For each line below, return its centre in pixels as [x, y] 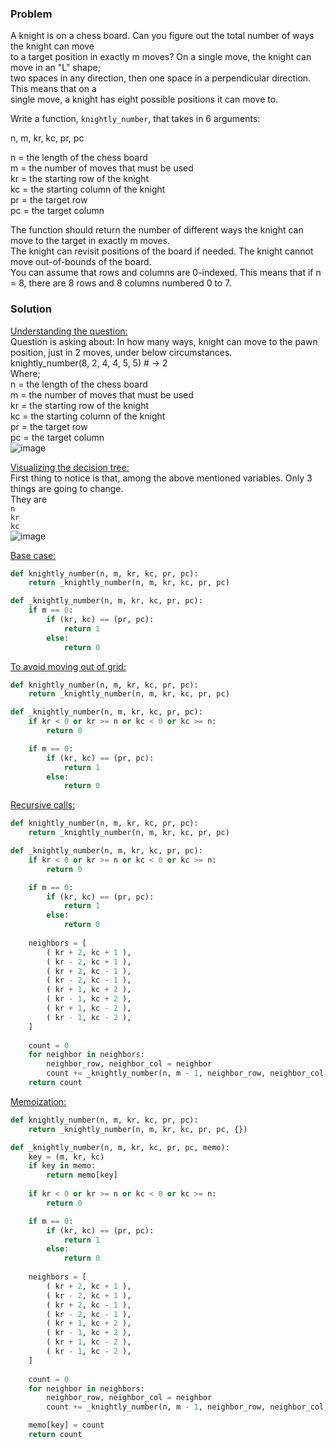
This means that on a [53, 89]
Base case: [33, 555]
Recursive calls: [43, 805]
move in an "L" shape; [55, 68]
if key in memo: [62, 1166]
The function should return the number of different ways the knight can [157, 230]
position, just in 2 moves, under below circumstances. [121, 352]
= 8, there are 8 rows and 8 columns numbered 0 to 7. [121, 283]
